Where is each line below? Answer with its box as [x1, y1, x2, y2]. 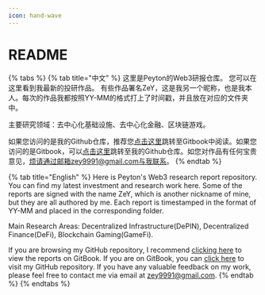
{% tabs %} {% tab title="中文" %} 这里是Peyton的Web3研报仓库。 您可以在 [8, 73, 257, 82]
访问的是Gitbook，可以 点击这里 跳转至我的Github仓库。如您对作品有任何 [8, 146, 244, 155]
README [8, 45, 68, 63]
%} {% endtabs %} [8, 278, 71, 288]
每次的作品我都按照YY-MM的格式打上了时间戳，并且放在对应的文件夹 [21, 93, 248, 102]
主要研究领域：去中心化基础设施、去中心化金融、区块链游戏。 [8, 120, 210, 129]
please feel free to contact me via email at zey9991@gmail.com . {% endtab [8, 270, 254, 280]
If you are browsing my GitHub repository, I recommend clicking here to [8, 245, 242, 255]
